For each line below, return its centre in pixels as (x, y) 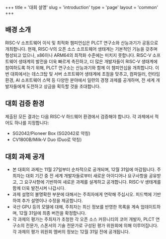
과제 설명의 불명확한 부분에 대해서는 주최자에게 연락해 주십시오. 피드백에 (82, 194)
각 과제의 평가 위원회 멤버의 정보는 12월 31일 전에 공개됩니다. (71, 232)
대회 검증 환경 (25, 104)
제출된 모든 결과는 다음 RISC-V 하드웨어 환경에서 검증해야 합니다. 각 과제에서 (80, 117)
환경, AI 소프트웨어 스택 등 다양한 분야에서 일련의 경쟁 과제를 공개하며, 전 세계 (80, 80)
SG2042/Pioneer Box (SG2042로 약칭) (51, 133)
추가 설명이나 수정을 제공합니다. (52, 201)
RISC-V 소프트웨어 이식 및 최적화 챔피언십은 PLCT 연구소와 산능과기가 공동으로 (82, 43)
